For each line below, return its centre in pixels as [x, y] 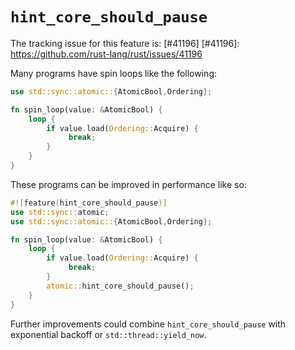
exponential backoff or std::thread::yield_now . [108, 334]
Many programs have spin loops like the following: [113, 73]
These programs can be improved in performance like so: [128, 184]
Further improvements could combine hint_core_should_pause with [148, 324]
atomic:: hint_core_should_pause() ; [120, 286]
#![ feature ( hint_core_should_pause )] [89, 203]
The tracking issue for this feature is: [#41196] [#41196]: [125, 43]
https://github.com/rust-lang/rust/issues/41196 [106, 54]
